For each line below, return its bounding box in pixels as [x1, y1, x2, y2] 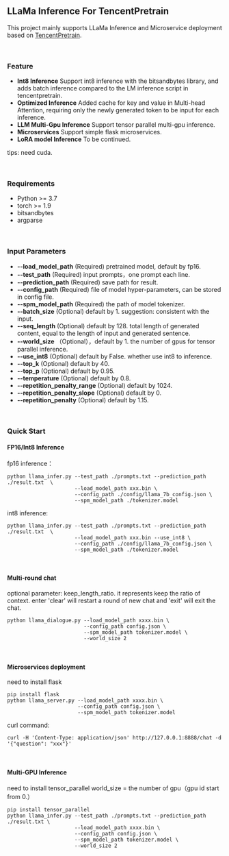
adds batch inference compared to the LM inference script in [16, 84, 189, 93]
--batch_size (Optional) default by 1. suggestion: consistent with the [16, 307, 210, 315]
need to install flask [7, 678, 62, 686]
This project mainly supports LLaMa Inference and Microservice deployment [7, 23, 222, 32]
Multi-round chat [7, 574, 57, 582]
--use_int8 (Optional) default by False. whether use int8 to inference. [16, 352, 213, 360]
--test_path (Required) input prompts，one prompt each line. [16, 270, 190, 278]
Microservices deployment [7, 663, 85, 671]
